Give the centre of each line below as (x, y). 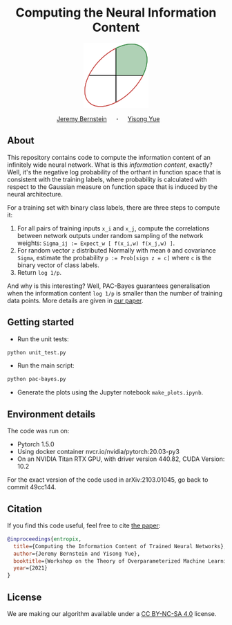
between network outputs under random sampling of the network (110, 235)
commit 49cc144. (32, 487)
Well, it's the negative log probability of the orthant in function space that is (114, 172)
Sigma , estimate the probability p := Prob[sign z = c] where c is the (114, 257)
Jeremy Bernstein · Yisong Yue (108, 118)
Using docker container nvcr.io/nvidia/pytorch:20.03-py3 (98, 452)
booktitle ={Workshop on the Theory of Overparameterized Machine (109, 561)
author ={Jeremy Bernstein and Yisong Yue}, (77, 554)
